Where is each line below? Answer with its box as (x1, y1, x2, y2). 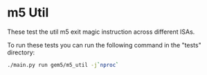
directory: (7, 48, 35, 56)
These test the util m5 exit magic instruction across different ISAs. (7, 28, 195, 36)
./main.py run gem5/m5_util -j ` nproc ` (7, 61, 119, 68)
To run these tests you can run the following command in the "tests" (7, 41, 202, 49)
